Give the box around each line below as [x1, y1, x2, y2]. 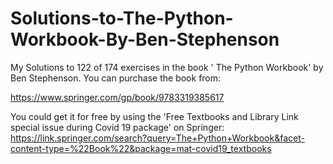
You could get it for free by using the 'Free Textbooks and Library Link [10, 110, 299, 122]
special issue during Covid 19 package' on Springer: [10, 121, 225, 133]
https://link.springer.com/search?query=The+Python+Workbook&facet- [10, 132, 305, 144]
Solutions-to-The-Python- [10, 7, 234, 30]
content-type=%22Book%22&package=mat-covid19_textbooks [10, 142, 272, 154]
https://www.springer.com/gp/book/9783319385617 [10, 91, 225, 103]
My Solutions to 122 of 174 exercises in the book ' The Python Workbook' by [10, 61, 324, 73]
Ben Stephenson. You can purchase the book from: [10, 72, 222, 84]
